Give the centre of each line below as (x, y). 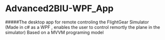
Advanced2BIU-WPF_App (59, 9)
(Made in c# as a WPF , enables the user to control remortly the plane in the (83, 27)
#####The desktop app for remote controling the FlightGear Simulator (77, 22)
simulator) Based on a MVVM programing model (54, 32)
